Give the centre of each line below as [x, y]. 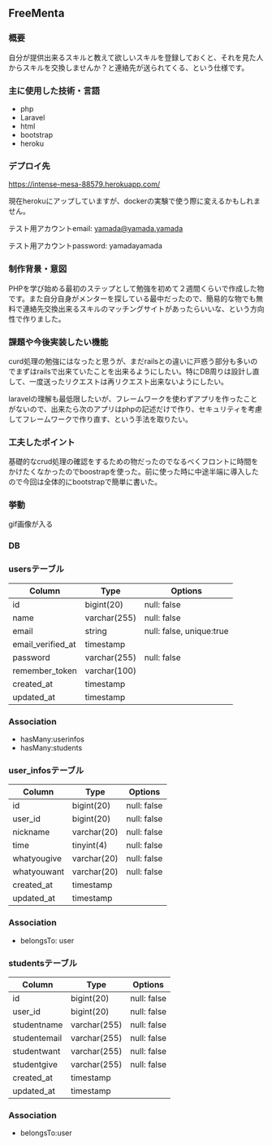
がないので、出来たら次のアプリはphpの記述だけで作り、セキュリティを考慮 [135, 409]
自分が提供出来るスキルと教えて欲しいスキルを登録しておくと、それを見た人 [136, 57]
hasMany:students [51, 747]
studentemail [37, 1038]
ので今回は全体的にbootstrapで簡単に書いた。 [85, 482]
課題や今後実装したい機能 [58, 342]
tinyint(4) [90, 846]
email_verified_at [44, 644]
